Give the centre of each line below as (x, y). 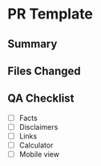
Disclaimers (38, 127)
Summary (32, 44)
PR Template (50, 14)
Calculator (36, 145)
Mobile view (39, 155)
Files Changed (44, 71)
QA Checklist (41, 99)
